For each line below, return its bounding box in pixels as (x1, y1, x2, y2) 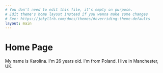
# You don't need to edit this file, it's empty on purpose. (5, 7, 133, 12)
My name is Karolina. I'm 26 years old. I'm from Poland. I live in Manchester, (5, 58, 159, 64)
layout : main (5, 21, 32, 26)
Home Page (5, 42, 53, 53)
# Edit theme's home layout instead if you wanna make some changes (5, 12, 148, 17)
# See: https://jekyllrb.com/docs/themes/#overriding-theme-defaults (5, 16, 151, 21)
